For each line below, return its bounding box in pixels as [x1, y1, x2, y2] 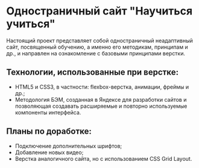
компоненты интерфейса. [14, 108, 81, 116]
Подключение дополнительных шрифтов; [14, 142, 122, 149]
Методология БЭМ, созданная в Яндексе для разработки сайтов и [14, 96, 187, 103]
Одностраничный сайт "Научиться [6, 4, 193, 18]
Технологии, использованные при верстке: [6, 67, 179, 78]
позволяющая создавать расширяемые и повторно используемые [14, 102, 188, 110]
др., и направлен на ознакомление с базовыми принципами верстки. [6, 49, 186, 57]
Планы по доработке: [6, 126, 92, 137]
